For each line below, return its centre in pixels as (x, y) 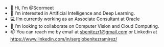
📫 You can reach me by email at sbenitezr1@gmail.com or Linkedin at (84, 32)
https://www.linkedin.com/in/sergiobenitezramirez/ (64, 39)
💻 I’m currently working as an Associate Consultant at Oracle (75, 19)
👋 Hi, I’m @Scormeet (32, 8)
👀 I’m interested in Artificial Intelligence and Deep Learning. (73, 13)
